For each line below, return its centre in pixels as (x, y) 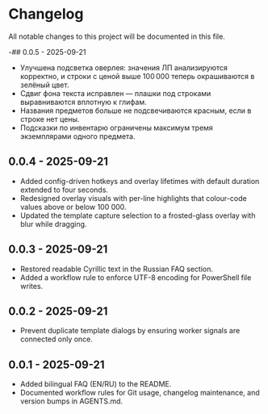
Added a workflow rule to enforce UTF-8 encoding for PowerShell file (136, 277)
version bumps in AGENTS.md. (71, 401)
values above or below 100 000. (73, 207)
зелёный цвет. (44, 85)
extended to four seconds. (64, 190)
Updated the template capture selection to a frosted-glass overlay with (138, 215)
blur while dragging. (53, 224)
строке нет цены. (50, 119)
